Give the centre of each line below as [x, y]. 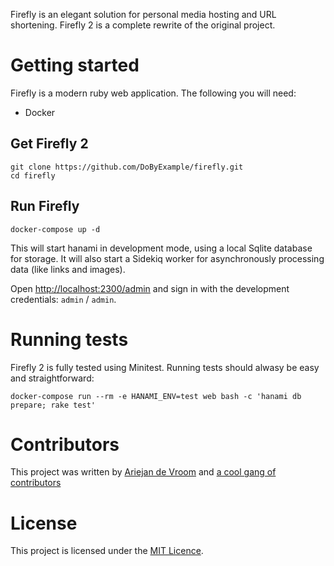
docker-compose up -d [55, 229]
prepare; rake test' [53, 405]
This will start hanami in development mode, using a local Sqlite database [161, 248]
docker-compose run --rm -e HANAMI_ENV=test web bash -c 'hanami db [156, 396]
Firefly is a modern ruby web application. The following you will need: [153, 93]
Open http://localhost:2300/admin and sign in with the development [150, 288]
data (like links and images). [68, 269]
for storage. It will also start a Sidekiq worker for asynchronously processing [167, 258]
